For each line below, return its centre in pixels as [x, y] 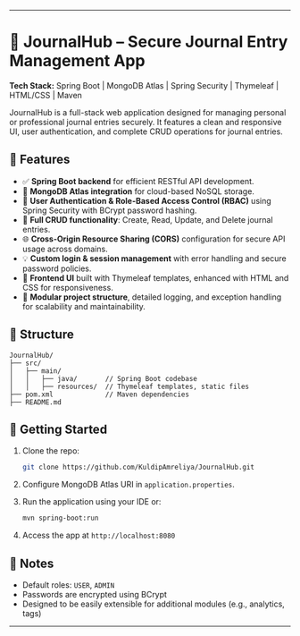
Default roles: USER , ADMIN [68, 585]
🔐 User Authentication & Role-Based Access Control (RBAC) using [147, 200]
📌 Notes [32, 563]
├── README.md [36, 402]
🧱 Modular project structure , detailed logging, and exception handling [152, 297]
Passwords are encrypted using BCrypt [95, 594]
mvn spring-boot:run [60, 518]
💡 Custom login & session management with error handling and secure [154, 258]
